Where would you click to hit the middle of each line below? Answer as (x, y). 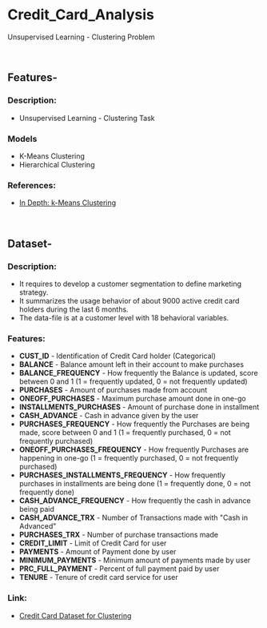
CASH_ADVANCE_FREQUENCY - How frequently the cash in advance (135, 501)
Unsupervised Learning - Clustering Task (87, 118)
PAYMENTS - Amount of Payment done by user (98, 552)
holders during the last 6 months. (74, 309)
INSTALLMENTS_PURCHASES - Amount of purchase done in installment (139, 407)
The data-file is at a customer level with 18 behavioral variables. (124, 317)
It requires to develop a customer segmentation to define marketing (130, 284)
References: (32, 185)
